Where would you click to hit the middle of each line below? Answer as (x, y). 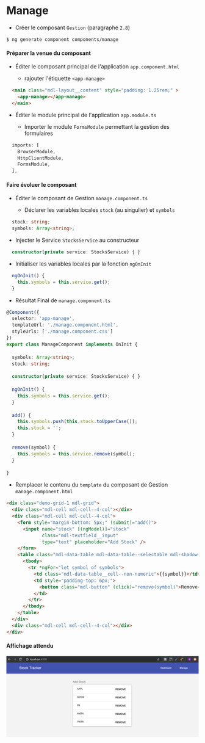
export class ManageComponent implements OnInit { (72, 344)
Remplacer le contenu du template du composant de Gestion (92, 485)
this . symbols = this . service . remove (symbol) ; (76, 454)
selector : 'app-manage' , (43, 319)
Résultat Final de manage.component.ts (63, 300)
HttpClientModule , (41, 158)
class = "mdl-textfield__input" (80, 535)
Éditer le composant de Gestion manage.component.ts (81, 198)
